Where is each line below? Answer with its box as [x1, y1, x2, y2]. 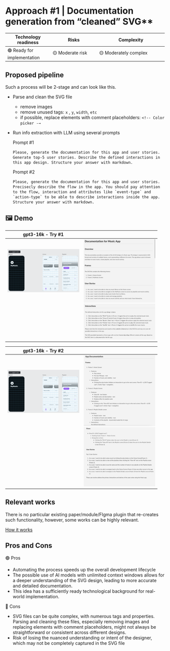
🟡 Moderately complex [99, 50, 148, 56]
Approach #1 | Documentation [5, 5, 134, 17]
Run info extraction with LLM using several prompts [12, 130, 120, 135]
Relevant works [5, 498, 56, 507]
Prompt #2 [12, 169, 35, 175]
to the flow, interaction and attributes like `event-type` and [12, 190, 151, 195]
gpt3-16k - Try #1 [23, 231, 64, 238]
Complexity [118, 37, 144, 43]
